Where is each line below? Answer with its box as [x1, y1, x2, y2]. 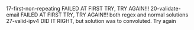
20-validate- [150, 5, 182, 12]
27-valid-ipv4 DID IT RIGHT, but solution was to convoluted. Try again [6, 18, 176, 24]
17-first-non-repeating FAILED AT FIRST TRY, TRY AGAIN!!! [6, 5, 150, 12]
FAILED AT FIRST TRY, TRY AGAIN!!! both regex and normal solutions [20, 11, 189, 18]
